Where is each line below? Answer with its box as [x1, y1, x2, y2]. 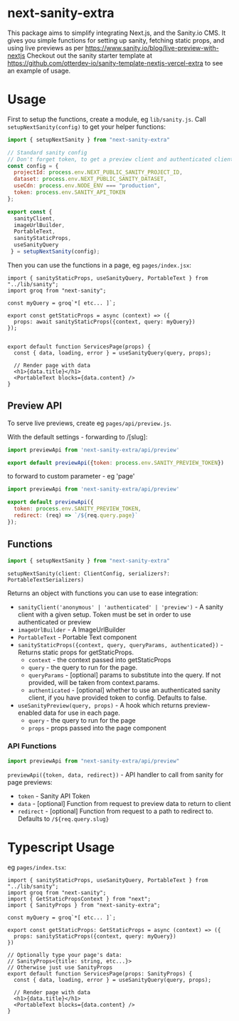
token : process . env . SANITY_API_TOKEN [14, 189, 126, 196]
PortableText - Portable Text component [17, 632, 137, 642]
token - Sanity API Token [17, 792, 90, 800]
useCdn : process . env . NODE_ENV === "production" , [14, 182, 161, 189]
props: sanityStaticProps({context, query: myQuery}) [14, 933, 176, 940]
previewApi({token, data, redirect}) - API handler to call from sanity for [7, 770, 224, 779]
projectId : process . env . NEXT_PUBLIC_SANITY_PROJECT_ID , [14, 169, 183, 176]
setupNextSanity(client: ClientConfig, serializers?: [7, 570, 171, 577]
